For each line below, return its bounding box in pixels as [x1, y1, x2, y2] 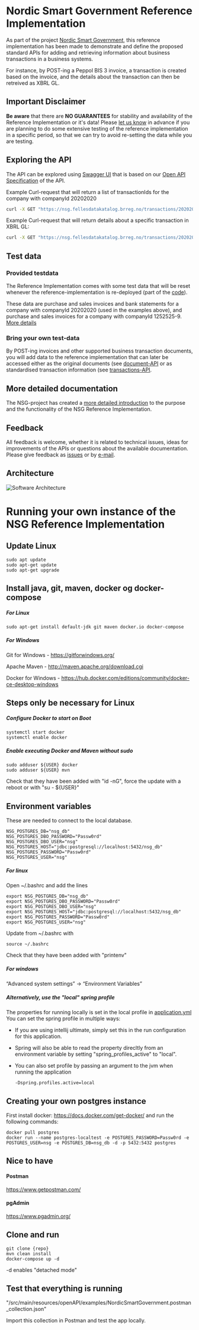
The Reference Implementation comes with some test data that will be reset [6, 282, 191, 289]
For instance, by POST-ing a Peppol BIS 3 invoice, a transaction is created [6, 66, 187, 74]
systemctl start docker [6, 729, 65, 735]
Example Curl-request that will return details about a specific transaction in [6, 217, 190, 224]
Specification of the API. [6, 177, 66, 184]
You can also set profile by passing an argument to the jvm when [14, 1062, 174, 1069]
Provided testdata [6, 269, 59, 277]
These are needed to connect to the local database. [6, 817, 133, 824]
